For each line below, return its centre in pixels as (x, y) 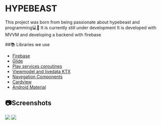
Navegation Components (37, 76)
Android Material (29, 87)
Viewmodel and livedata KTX (41, 71)
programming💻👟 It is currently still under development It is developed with (81, 27)
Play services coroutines (37, 66)
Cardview (22, 82)
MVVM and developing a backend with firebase (53, 34)
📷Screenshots (28, 103)
